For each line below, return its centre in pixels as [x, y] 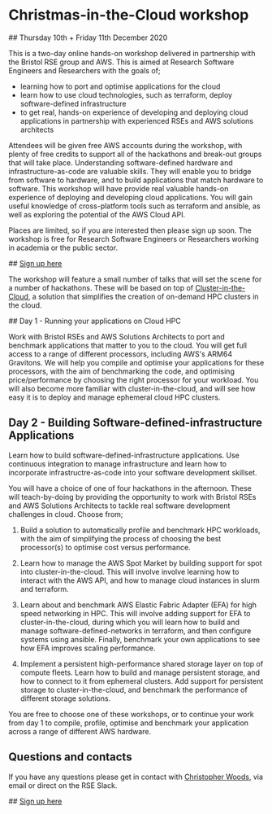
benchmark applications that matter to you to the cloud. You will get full [128, 345]
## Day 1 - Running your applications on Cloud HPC [95, 321]
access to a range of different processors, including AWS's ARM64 [121, 354]
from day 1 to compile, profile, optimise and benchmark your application [129, 723]
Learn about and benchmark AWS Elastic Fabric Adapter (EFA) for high [138, 605]
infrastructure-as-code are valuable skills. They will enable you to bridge [130, 171]
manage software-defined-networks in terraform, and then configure [136, 630]
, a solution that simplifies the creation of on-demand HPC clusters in [143, 296]
